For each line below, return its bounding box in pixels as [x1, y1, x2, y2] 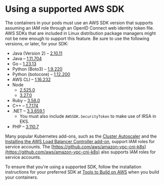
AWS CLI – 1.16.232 [12, 76, 51, 82]
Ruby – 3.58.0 [12, 97, 40, 103]
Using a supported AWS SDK [5, 3, 125, 15]
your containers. [5, 174, 38, 180]
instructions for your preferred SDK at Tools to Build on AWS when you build [5, 169, 160, 175]
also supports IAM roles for [101, 149, 156, 155]
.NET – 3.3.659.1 [12, 108, 45, 114]
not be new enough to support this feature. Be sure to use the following [5, 36, 150, 41]
